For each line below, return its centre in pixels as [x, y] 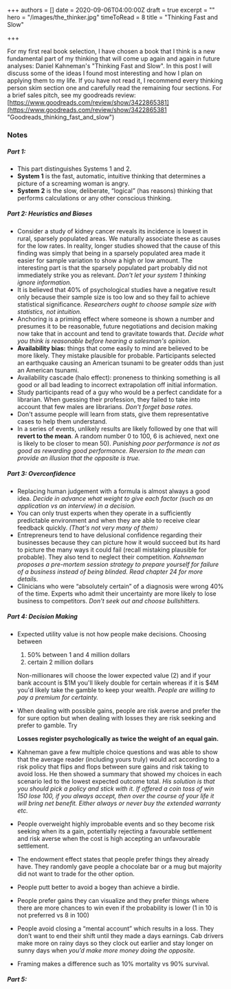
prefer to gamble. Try [47, 725]
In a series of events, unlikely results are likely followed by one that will [117, 428]
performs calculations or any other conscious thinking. [95, 198]
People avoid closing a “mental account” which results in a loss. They [115, 928]
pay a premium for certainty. [57, 697]
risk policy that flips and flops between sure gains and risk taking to [113, 767]
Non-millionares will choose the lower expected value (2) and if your [114, 675]
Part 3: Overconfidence [42, 474]
